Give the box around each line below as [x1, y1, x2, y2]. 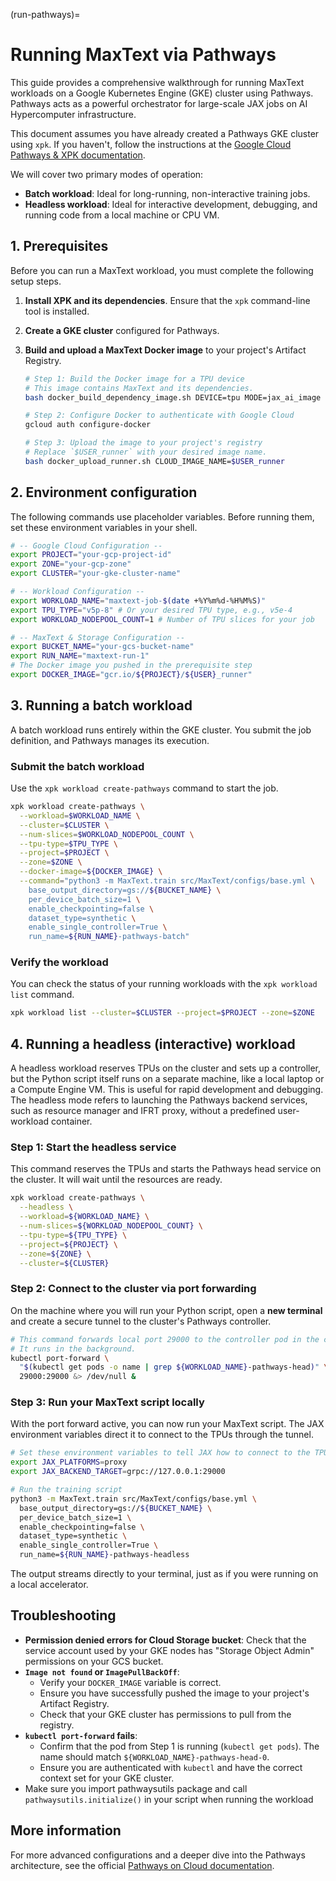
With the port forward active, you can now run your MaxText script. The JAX [10, 1418, 325, 1430]
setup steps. [10, 275, 62, 287]
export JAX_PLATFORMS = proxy [10, 1457, 128, 1468]
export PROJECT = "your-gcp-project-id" [10, 550, 172, 560]
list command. [10, 989, 75, 1001]
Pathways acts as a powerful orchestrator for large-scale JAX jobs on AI [10, 97, 308, 109]
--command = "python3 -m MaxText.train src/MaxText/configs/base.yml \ [19, 876, 315, 886]
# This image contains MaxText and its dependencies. [24, 383, 254, 393]
